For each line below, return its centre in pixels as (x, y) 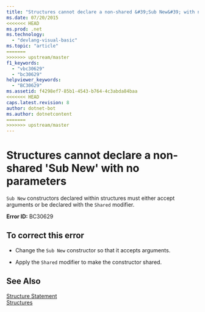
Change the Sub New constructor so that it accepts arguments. (93, 250)
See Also (23, 281)
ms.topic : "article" (33, 46)
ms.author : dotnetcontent (39, 114)
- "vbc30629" (28, 69)
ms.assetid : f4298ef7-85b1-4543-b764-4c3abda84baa (72, 91)
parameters (37, 181)
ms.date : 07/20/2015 (33, 18)
